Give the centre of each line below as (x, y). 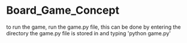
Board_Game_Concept (63, 10)
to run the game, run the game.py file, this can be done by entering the (93, 27)
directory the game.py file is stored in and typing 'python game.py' (89, 33)
